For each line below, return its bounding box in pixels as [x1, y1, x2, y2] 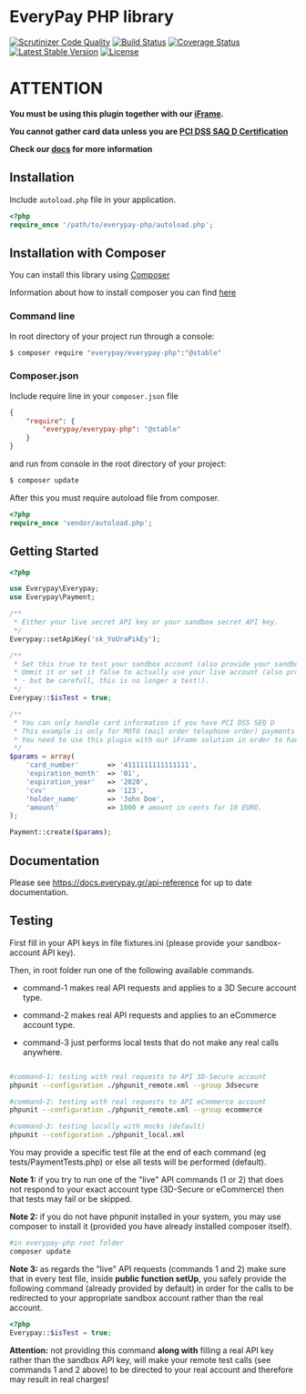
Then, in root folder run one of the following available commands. [9, 964, 255, 975]
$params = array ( [9, 752, 76, 761]
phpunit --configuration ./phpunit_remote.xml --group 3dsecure [9, 1081, 259, 1090]
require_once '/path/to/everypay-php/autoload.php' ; [9, 220, 214, 229]
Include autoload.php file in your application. [9, 194, 176, 205]
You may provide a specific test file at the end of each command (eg [9, 1147, 267, 1158]
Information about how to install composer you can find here [9, 287, 237, 298]
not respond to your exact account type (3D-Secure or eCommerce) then [9, 1184, 284, 1195]
